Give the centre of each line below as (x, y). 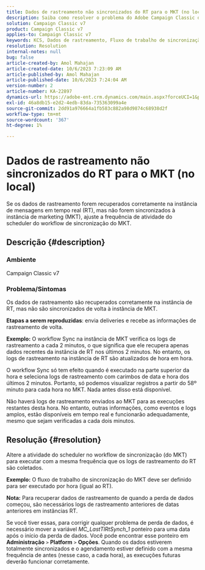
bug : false (20, 57)
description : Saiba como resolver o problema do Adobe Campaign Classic (101, 18)
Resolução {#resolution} (54, 440)
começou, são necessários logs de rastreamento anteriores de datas (93, 504)
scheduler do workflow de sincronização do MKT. (69, 223)
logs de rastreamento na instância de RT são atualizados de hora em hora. (100, 358)
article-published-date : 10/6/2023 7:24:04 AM (67, 80)
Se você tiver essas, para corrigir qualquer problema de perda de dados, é (100, 522)
